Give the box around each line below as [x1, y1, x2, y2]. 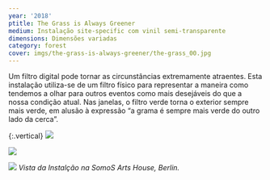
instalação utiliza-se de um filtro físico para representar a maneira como [8, 80, 249, 90]
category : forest [8, 42, 67, 50]
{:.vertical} [8, 131, 44, 140]
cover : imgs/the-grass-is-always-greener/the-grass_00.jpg [8, 49, 212, 57]
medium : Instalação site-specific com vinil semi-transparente [8, 27, 226, 35]
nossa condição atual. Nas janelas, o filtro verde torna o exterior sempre [8, 98, 249, 107]
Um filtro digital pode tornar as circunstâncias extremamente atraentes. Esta [8, 72, 263, 81]
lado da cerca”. [8, 115, 59, 123]
